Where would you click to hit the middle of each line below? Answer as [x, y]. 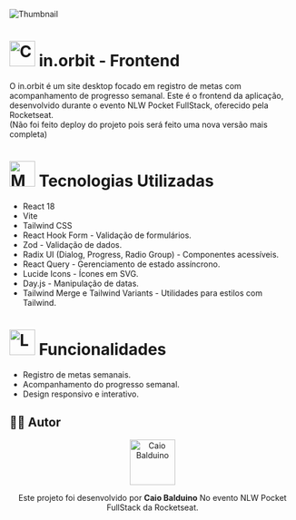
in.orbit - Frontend [109, 61]
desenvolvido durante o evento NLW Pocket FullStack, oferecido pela [139, 105]
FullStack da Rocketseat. [153, 507]
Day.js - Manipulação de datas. [80, 283]
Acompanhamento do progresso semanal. [101, 384]
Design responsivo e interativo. [80, 394]
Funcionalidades [102, 350]
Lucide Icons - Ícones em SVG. [80, 273]
